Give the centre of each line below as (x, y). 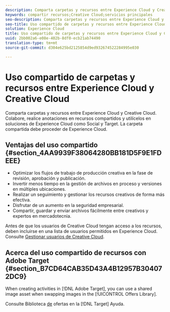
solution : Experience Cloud (35, 29)
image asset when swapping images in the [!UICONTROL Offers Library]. (81, 294)
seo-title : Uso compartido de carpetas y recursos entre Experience (79, 24)
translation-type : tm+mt (31, 43)
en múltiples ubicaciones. (39, 189)
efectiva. (22, 200)
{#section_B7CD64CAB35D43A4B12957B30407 (84, 269)
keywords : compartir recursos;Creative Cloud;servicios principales (79, 15)
